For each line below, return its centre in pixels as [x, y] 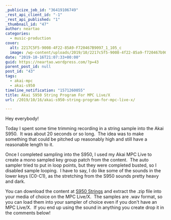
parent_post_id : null [28, 67]
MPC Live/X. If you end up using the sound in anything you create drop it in [85, 208]
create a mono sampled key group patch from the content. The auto [77, 160]
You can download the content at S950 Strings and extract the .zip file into [83, 192]
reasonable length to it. [30, 145]
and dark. [15, 181]
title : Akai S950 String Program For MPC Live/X [58, 95]
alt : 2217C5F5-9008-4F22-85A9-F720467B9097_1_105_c [66, 48]
